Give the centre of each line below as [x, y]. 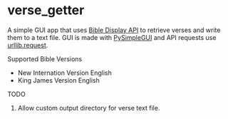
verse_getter [46, 10]
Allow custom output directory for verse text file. [89, 108]
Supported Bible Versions [45, 58]
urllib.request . [28, 45]
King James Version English [58, 80]
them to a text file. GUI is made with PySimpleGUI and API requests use [112, 37]
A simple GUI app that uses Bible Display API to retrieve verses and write [114, 30]
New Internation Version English [64, 73]
